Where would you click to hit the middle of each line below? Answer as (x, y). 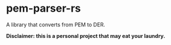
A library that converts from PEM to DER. (56, 25)
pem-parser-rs (43, 8)
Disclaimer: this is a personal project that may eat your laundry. (86, 36)
